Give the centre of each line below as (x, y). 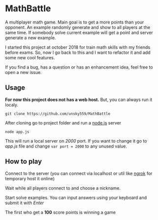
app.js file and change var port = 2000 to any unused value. (66, 146)
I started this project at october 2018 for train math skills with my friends (78, 47)
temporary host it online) (30, 178)
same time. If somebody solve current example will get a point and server (79, 32)
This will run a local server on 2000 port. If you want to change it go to (76, 141)
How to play (23, 161)
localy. (12, 105)
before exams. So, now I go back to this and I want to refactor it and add (78, 52)
